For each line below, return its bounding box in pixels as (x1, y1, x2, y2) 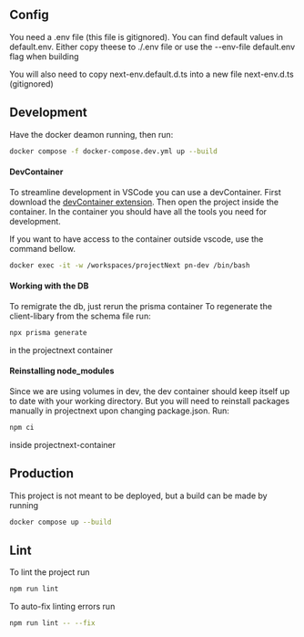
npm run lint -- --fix (9, 619, 96, 628)
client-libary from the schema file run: (9, 310, 152, 321)
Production (9, 465, 75, 482)
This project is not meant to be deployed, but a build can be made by (9, 490, 268, 501)
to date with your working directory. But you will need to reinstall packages (9, 395, 289, 406)
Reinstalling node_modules (9, 365, 115, 377)
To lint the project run (9, 567, 90, 578)
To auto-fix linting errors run (9, 601, 116, 612)
